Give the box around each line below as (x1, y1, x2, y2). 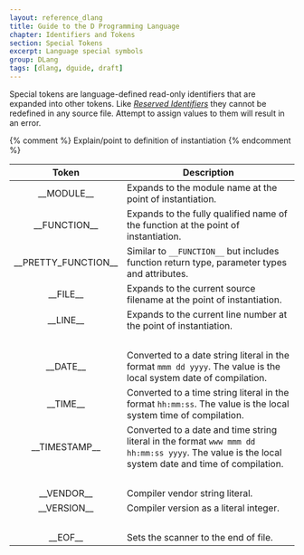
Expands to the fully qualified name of (126, 207, 288, 220)
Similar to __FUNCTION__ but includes (126, 244, 280, 257)
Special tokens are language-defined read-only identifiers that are (9, 88, 256, 100)
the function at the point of (126, 218, 240, 231)
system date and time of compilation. (126, 457, 284, 470)
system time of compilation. (126, 408, 244, 421)
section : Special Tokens (9, 38, 103, 48)
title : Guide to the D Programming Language (9, 22, 180, 31)
